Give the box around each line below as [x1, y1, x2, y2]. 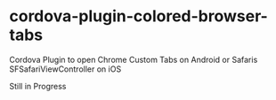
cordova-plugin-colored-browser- [9, 6, 269, 27]
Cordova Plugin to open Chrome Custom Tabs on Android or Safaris [9, 54, 258, 65]
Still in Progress [9, 81, 67, 91]
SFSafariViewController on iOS [9, 64, 122, 74]
